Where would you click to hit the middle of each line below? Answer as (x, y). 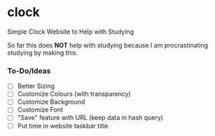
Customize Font (40, 110)
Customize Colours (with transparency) (74, 94)
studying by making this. (43, 53)
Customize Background (51, 102)
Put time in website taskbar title (63, 125)
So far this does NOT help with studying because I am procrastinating (108, 45)
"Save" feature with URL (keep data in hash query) (90, 118)
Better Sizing (36, 86)
